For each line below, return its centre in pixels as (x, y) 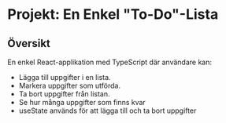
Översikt (29, 43)
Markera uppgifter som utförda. (70, 85)
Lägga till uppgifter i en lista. (65, 77)
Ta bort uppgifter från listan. (65, 94)
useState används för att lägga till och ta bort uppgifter (107, 110)
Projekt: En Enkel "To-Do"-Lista (113, 14)
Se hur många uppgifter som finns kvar (82, 102)
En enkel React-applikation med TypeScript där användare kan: (110, 62)
